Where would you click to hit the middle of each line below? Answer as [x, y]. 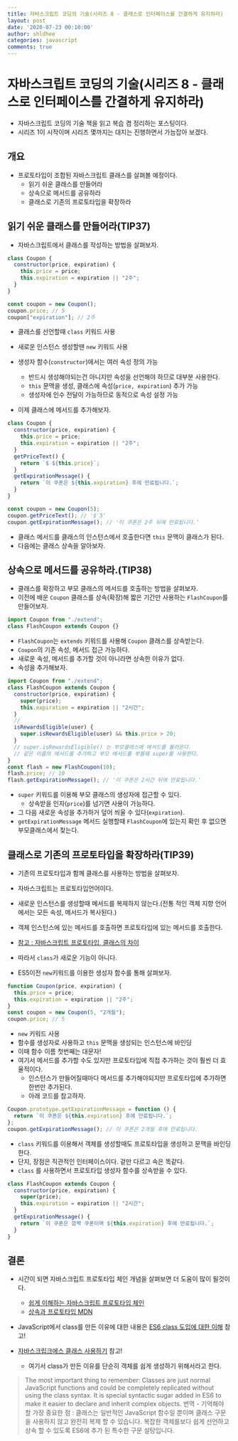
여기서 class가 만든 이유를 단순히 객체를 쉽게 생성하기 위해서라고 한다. [125, 1366]
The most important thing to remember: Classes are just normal [118, 1381]
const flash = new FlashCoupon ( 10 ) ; [61, 767]
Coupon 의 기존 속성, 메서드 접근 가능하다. [74, 650]
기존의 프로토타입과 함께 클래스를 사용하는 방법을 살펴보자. [98, 873]
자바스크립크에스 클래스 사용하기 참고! [70, 1351]
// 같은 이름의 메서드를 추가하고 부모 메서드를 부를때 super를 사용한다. [107, 754]
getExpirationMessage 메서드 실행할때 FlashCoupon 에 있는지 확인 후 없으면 [122, 821]
